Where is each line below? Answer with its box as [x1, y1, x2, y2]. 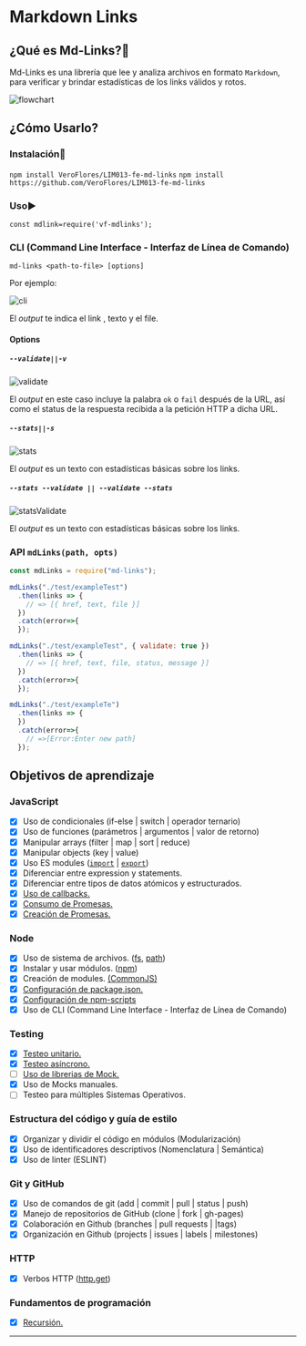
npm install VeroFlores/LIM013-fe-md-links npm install [9, 170, 225, 180]
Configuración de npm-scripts [22, 993, 137, 1004]
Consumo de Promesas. [22, 898, 114, 909]
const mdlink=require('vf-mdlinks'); [9, 220, 153, 229]
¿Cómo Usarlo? [9, 120, 98, 136]
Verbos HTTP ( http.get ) [22, 1273, 111, 1284]
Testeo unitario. [22, 1048, 82, 1059]
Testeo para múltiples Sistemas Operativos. [22, 1089, 187, 1100]
